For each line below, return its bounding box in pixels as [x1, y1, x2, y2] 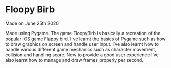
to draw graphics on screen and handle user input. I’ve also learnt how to [5, 41, 159, 47]
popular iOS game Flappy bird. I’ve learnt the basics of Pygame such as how [5, 36, 166, 42]
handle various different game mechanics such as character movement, [5, 46, 157, 52]
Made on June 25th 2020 [5, 20, 59, 26]
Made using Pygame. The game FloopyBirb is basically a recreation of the [5, 30, 161, 36]
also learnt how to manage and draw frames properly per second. [5, 57, 144, 63]
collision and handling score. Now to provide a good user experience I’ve [5, 52, 159, 58]
